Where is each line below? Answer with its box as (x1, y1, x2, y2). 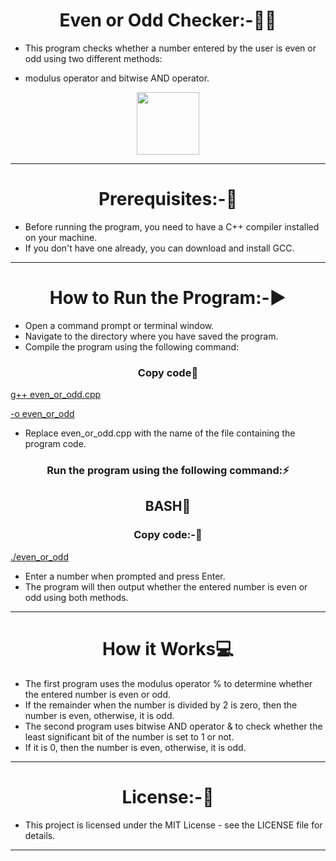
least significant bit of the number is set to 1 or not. (24, 730, 235, 743)
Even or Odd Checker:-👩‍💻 (59, 9, 277, 32)
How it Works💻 (102, 637, 234, 660)
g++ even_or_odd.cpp (10, 389, 102, 401)
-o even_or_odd (10, 408, 75, 420)
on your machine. (24, 231, 98, 243)
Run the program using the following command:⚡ (46, 464, 290, 478)
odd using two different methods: (24, 52, 163, 64)
